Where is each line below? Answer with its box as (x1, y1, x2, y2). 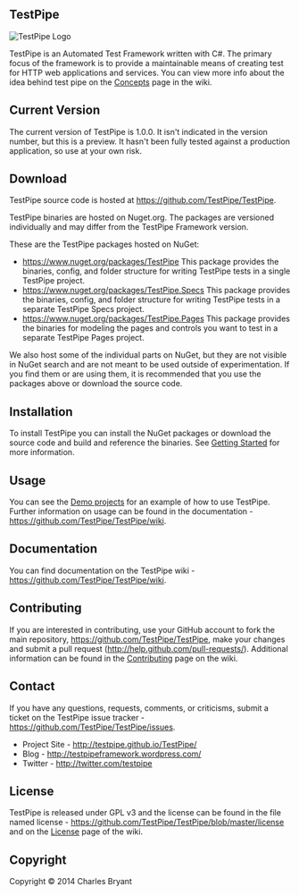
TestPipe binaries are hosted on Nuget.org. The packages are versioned (9, 212, 275, 223)
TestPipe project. (21, 275, 86, 286)
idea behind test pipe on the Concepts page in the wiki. (9, 76, 212, 88)
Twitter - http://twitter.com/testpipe (21, 757, 153, 768)
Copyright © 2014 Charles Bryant (9, 876, 132, 887)
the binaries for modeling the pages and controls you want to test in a (21, 323, 278, 334)
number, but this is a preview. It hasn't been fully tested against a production (9, 136, 290, 147)
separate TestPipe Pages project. (21, 333, 145, 343)
